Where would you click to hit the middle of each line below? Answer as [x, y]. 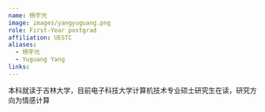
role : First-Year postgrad [52, 30]
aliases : [22, 45]
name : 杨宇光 [28, 15]
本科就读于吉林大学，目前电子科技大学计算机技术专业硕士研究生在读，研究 [129, 90]
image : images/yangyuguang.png [60, 23]
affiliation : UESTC [40, 37]
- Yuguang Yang [40, 60]
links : [19, 67]
